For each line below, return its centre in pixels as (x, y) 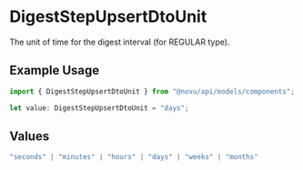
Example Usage (55, 70)
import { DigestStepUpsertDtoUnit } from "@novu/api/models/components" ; (152, 91)
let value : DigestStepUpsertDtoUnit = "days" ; (99, 108)
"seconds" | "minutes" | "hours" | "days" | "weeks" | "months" (134, 157)
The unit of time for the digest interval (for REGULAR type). (120, 42)
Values (30, 136)
